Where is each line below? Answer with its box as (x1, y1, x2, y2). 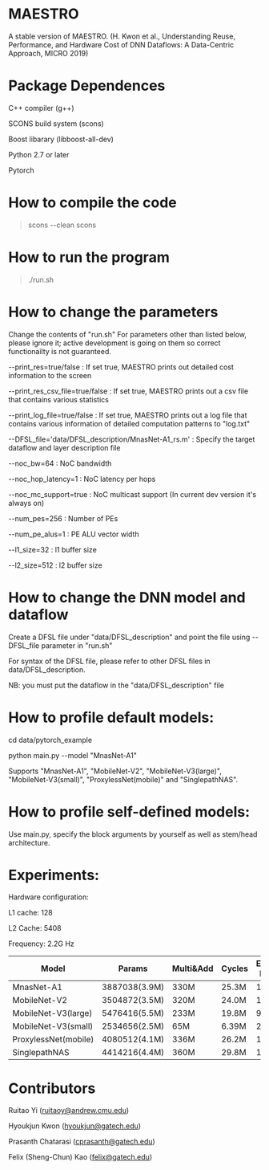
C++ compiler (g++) (8, 103, 74, 112)
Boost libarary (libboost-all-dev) (8, 134, 114, 144)
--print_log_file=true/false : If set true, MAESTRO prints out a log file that (8, 410, 247, 420)
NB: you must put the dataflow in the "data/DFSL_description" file (8, 680, 224, 690)
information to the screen (8, 370, 92, 380)
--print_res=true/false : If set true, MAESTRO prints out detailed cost (8, 362, 235, 372)
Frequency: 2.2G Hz (8, 939, 74, 948)
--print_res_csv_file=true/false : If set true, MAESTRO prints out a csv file (8, 386, 249, 396)
